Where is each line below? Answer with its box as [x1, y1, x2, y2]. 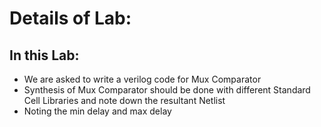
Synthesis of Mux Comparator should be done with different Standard [23, 84, 311, 96]
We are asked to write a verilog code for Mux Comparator [23, 73, 262, 85]
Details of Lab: [9, 7, 132, 30]
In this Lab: [9, 47, 80, 64]
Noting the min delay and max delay [23, 105, 172, 117]
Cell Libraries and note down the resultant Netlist [23, 95, 226, 106]
